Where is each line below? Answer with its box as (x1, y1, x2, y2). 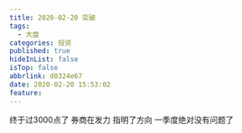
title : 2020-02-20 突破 (9, 13, 97, 22)
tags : (9, 22, 30, 31)
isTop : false (9, 64, 59, 73)
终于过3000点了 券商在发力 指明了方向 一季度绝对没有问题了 (9, 114, 234, 125)
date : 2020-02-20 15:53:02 (9, 80, 111, 89)
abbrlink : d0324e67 (9, 72, 83, 81)
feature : (9, 88, 42, 97)
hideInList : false (9, 55, 79, 64)
